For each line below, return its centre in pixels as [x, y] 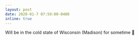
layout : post [19, 10]
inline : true [19, 19]
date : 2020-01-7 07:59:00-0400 [37, 14]
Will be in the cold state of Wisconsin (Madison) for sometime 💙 [70, 33]
